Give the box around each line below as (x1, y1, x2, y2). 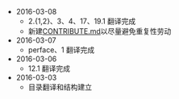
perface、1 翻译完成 (27, 45, 95, 55)
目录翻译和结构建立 (27, 82, 93, 92)
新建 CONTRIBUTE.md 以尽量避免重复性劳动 (27, 27, 172, 35)
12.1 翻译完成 (27, 64, 71, 73)
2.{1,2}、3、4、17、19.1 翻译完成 (27, 16, 136, 26)
